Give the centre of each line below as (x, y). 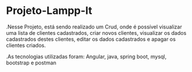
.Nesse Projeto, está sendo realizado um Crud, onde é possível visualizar (94, 27)
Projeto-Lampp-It (49, 11)
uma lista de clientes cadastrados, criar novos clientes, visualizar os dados (96, 33)
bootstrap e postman (31, 63)
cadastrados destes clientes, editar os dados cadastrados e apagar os (91, 39)
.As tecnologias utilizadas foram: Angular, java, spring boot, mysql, (86, 56)
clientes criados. (26, 45)
